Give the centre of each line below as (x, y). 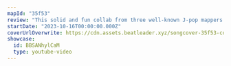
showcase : (21, 39)
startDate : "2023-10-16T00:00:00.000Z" (64, 26)
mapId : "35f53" (29, 13)
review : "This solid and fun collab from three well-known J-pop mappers (115, 20)
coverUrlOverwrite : (35, 33)
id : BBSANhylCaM (36, 45)
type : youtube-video (43, 52)
